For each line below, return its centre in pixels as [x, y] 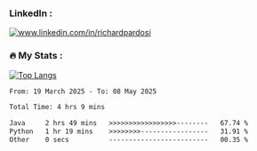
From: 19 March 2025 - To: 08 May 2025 [83, 91]
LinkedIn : [31, 13]
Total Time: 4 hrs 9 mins [57, 107]
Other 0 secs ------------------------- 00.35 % [129, 140]
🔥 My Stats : [36, 56]
